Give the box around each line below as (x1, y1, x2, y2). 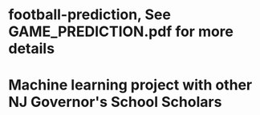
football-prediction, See (8, 6, 171, 24)
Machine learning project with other (8, 76, 253, 94)
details (8, 40, 55, 57)
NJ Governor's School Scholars (8, 93, 222, 111)
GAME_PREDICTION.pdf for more (8, 22, 234, 41)
